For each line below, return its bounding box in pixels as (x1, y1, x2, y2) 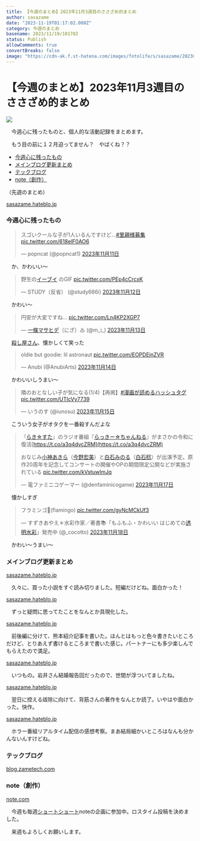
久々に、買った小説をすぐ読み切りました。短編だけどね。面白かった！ (11, 584, 183, 591)
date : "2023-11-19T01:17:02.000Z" (6, 20, 92, 26)
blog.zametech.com (6, 766, 55, 773)
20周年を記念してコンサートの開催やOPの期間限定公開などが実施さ (26, 461, 192, 468)
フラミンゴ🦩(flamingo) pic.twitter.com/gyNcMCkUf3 (20, 506, 149, 513)
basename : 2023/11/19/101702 (6, 31, 79, 37)
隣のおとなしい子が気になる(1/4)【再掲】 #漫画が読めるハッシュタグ (20, 389, 187, 396)
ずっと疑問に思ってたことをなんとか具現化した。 (11, 608, 132, 616)
